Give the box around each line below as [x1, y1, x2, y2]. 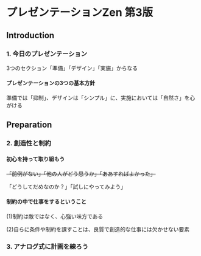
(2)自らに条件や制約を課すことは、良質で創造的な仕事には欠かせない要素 [6, 226, 190, 233]
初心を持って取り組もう [6, 155, 65, 162]
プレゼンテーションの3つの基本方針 [6, 80, 96, 87]
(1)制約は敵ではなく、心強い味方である [6, 212, 104, 220]
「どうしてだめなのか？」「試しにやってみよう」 [6, 183, 126, 190]
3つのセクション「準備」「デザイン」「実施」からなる [6, 64, 138, 72]
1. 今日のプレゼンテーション [6, 49, 87, 58]
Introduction [6, 30, 55, 40]
